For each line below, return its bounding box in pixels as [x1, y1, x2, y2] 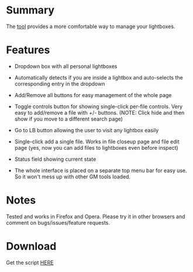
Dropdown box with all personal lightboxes [14, 63, 118, 70]
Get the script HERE [6, 259, 54, 266]
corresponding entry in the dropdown [14, 80, 105, 87]
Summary [6, 4, 54, 17]
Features [6, 43, 50, 57]
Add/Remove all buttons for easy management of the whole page [14, 91, 172, 98]
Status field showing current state [14, 156, 96, 163]
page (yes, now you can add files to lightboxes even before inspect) [14, 144, 178, 151]
